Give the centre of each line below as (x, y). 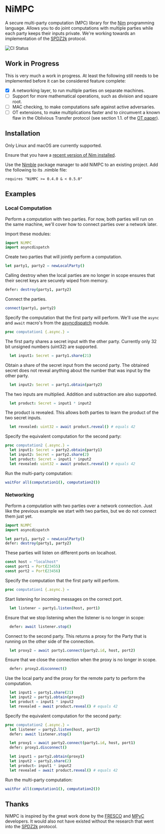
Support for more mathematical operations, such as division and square (85, 96)
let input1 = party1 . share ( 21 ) (42, 693)
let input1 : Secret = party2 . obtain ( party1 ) (56, 450)
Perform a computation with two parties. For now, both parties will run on (79, 219)
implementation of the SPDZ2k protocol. (46, 39)
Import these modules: (28, 234)
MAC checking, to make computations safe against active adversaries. (84, 107)
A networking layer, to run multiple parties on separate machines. (78, 90)
